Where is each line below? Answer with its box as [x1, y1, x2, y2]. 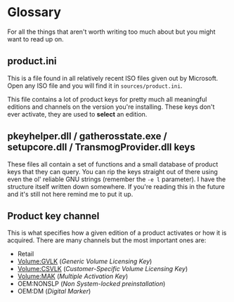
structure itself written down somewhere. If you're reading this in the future [7, 182, 225, 190]
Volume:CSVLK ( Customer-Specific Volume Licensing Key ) [17, 265, 188, 273]
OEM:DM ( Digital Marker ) [17, 287, 91, 296]
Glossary [7, 4, 62, 20]
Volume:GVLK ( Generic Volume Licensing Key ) [17, 257, 152, 265]
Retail [17, 250, 34, 258]
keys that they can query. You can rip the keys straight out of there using [7, 167, 218, 176]
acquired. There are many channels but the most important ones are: [7, 236, 207, 244]
